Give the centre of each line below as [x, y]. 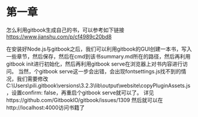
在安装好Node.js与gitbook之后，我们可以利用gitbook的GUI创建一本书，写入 [99, 49]
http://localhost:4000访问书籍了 [45, 107]
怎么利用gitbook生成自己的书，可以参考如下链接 [65, 30]
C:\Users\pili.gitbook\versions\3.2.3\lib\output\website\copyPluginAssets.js [98, 85]
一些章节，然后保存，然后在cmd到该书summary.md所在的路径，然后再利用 [98, 56]
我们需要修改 [32, 79]
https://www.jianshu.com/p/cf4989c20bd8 [59, 36]
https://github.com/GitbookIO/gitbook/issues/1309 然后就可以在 [85, 100]
